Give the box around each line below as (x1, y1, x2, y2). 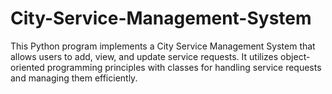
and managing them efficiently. (10, 72, 138, 84)
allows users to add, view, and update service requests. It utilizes (10, 50, 279, 62)
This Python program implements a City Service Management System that (10, 40, 316, 52)
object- (280, 50, 311, 62)
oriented (10, 61, 45, 73)
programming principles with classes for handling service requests (46, 61, 322, 73)
